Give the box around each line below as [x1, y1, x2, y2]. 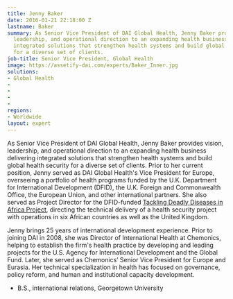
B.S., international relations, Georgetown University [17, 284, 164, 292]
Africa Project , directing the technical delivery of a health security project [7, 205, 217, 214]
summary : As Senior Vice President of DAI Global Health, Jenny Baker [7, 29, 216, 37]
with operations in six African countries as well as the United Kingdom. [7, 212, 209, 221]
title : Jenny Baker [7, 10, 64, 17]
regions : [7, 107, 33, 114]
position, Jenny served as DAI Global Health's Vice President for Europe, [7, 168, 215, 177]
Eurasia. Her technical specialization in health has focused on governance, [7, 263, 221, 271]
